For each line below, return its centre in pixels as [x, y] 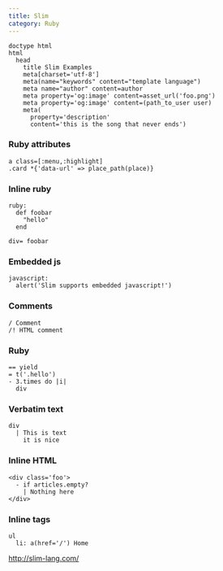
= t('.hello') [32, 374]
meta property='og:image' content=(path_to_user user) [118, 102]
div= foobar [28, 242]
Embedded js [35, 262]
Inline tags [30, 519]
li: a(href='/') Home [52, 543]
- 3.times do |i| [38, 381]
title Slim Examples [58, 67]
